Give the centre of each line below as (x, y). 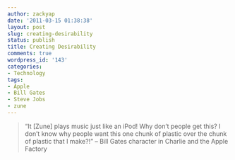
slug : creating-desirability (50, 34)
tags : (15, 80)
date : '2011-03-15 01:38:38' (50, 21)
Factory (36, 149)
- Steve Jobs (26, 100)
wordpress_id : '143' (38, 60)
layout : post (26, 27)
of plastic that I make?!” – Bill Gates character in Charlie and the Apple (126, 141)
